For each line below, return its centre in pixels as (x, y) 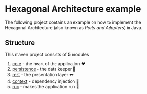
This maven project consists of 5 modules (47, 54)
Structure (20, 43)
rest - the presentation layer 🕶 (43, 74)
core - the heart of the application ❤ (49, 63)
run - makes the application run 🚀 (46, 86)
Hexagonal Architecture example (73, 9)
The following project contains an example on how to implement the (73, 22)
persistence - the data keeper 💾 (44, 69)
